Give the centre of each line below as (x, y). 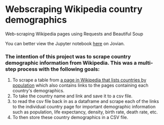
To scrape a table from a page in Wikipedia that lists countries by (79, 80)
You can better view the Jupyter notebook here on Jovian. (65, 43)
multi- (145, 63)
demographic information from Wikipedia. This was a (71, 63)
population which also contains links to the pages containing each (80, 85)
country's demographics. (38, 91)
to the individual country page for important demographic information (84, 107)
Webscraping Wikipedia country (74, 9)
